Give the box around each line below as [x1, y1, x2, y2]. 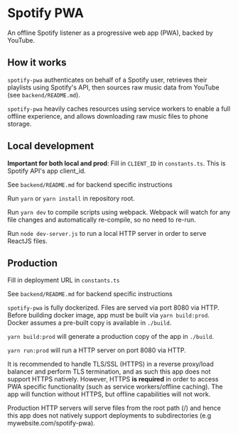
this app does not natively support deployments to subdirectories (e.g [7, 411, 212, 420]
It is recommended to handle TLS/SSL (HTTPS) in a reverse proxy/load [7, 360, 215, 369]
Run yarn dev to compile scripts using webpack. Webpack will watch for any [7, 207, 231, 216]
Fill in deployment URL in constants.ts [7, 276, 120, 285]
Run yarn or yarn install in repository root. [7, 194, 135, 202]
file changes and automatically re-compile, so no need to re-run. [7, 215, 197, 224]
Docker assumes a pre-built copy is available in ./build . [7, 318, 172, 327]
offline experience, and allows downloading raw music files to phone [7, 112, 208, 120]
